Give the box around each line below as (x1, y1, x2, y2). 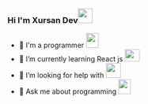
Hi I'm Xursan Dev (7, 14, 78, 25)
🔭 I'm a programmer (18, 40, 85, 50)
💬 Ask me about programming (18, 87, 117, 96)
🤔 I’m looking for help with (18, 71, 104, 80)
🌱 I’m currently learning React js (18, 54, 123, 64)
